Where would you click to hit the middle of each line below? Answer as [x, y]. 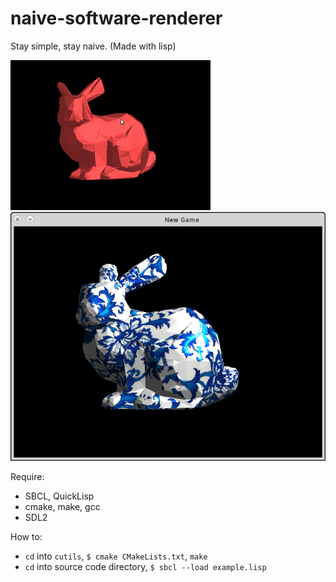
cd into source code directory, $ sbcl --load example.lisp [145, 567]
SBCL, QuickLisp [59, 496]
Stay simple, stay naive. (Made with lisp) [93, 46]
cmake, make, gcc [62, 507]
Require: [27, 477]
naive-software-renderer [116, 18]
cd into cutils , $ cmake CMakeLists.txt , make [116, 556]
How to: [26, 537]
